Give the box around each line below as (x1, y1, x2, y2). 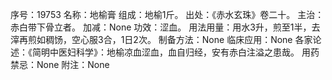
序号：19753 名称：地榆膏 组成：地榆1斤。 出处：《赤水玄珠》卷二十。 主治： (10, 9, 325, 20)
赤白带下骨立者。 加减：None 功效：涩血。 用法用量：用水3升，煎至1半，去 (10, 21, 321, 33)
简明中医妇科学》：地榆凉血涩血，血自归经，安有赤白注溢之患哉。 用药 (31, 46, 320, 58)
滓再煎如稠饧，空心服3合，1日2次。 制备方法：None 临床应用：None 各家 (10, 34, 313, 45)
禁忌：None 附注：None (10, 59, 110, 70)
